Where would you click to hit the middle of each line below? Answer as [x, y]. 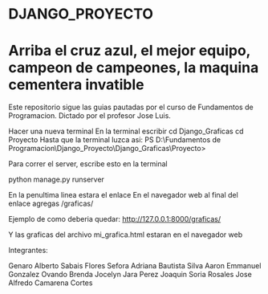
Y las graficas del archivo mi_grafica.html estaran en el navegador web [126, 235]
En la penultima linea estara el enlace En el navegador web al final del [123, 195]
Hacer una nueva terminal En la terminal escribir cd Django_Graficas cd [126, 131]
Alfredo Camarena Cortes [51, 283]
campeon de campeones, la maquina [134, 68]
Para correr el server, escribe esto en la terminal [88, 164]
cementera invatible [76, 85]
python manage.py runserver [56, 180]
